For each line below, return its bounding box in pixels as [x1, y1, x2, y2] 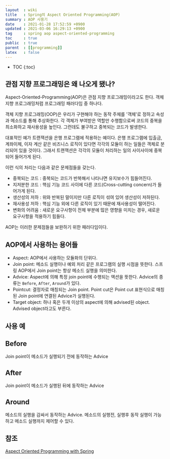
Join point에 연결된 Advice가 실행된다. [18, 293, 95, 299]
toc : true [5, 36, 38, 41]
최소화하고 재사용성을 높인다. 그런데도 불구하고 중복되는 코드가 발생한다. [5, 124, 148, 130]
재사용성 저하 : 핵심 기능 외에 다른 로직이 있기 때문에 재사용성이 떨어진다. [12, 201, 156, 207]
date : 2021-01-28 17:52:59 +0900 [5, 21, 85, 27]
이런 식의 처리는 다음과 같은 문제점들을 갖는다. [5, 164, 96, 170]
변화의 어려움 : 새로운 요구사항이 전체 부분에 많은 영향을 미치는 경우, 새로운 [12, 207, 160, 213]
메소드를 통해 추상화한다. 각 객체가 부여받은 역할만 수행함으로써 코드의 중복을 [10, 118, 162, 124]
